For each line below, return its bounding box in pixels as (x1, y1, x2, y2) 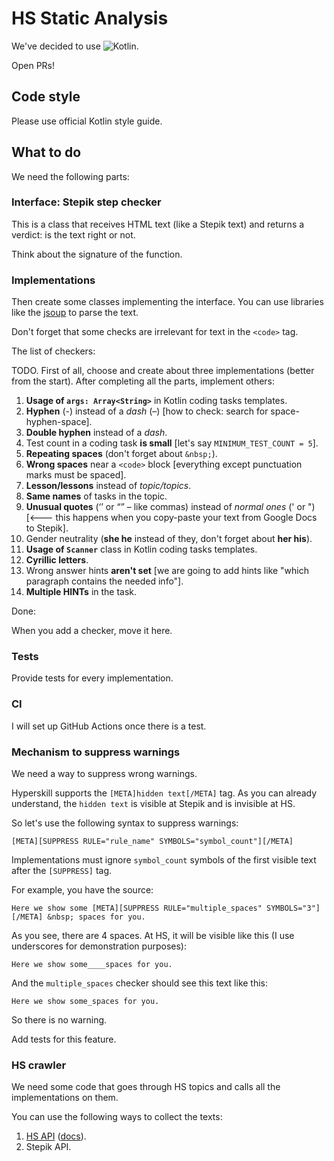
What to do (11, 144, 82, 161)
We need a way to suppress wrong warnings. (11, 768, 198, 780)
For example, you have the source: (11, 884, 154, 896)
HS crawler (11, 1058, 67, 1072)
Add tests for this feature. (11, 1033, 117, 1046)
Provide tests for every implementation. (11, 672, 174, 684)
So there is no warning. (11, 1014, 108, 1026)
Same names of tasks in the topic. (25, 490, 168, 502)
